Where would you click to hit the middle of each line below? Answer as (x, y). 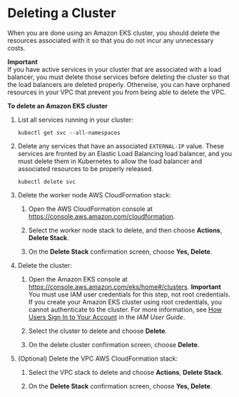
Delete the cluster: (45, 265)
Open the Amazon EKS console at (78, 279)
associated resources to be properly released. (85, 168)
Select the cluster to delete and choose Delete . (98, 331)
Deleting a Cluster (62, 13)
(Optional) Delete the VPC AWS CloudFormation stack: (98, 359)
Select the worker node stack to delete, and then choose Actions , (125, 230)
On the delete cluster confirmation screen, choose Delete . (114, 344)
